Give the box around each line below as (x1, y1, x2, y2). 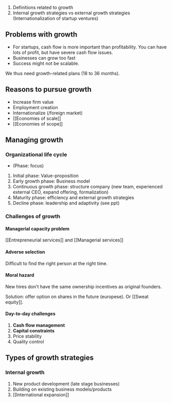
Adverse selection (5, 249, 45, 255)
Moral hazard (5, 272, 34, 278)
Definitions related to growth (12, 5, 73, 10)
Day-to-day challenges (5, 311, 55, 317)
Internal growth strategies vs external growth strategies (12, 10, 130, 16)
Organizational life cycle (5, 151, 67, 158)
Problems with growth (5, 30, 78, 39)
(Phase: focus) (12, 163, 44, 169)
